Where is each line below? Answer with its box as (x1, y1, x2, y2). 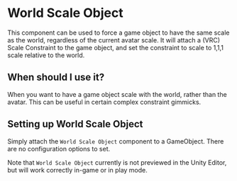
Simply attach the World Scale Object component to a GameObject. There (7, 136, 224, 146)
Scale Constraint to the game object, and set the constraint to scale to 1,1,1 (7, 43, 224, 52)
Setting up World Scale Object (7, 118, 143, 130)
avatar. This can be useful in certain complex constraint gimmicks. (7, 98, 202, 106)
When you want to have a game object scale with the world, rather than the (7, 90, 227, 98)
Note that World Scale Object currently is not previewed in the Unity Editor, (7, 158, 227, 167)
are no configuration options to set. (7, 144, 111, 153)
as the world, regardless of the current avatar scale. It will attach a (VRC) (7, 35, 220, 44)
